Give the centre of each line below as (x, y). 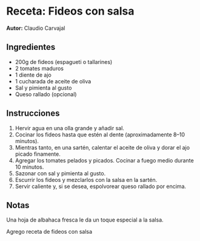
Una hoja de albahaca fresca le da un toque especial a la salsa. (85, 220)
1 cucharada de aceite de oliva (53, 81)
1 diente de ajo (33, 75)
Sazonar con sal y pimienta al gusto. (60, 173)
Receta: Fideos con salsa (70, 11)
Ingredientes (31, 47)
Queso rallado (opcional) (46, 94)
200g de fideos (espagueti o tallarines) (64, 61)
